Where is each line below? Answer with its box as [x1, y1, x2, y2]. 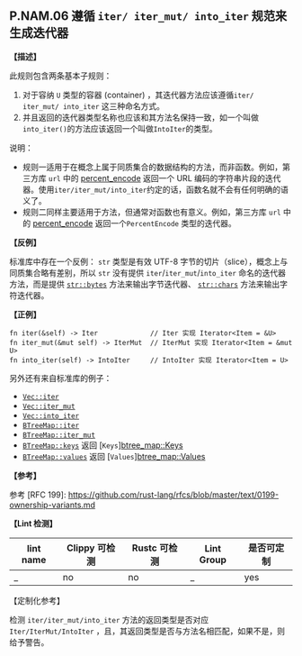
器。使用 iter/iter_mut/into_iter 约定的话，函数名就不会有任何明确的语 [22, 184, 289, 195]
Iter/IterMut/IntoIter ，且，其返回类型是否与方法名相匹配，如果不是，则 [9, 625, 286, 636]
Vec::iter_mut [22, 402, 75, 411]
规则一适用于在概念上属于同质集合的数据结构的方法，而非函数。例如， [22, 161, 283, 172]
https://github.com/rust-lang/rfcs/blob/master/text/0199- [67, 489, 280, 500]
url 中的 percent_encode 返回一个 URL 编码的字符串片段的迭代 [48, 172, 281, 183]
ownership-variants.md [9, 499, 96, 510]
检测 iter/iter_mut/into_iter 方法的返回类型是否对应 [9, 614, 209, 624]
